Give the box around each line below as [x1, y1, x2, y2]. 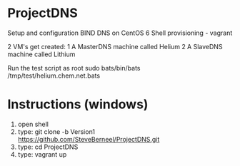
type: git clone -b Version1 [17, 127, 95, 136]
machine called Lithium [7, 50, 76, 58]
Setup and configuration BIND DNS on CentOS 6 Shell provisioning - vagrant [7, 28, 233, 37]
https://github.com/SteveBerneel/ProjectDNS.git [17, 135, 160, 143]
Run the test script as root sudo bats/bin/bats [7, 63, 141, 72]
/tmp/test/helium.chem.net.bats [7, 71, 101, 80]
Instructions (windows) [7, 96, 149, 113]
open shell [17, 120, 49, 128]
